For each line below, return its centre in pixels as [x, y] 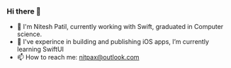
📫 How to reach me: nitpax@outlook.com [78, 57]
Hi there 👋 [24, 11]
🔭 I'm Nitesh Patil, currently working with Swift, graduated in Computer [120, 27]
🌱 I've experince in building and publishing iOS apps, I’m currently [113, 42]
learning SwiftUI [40, 50]
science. [29, 34]
